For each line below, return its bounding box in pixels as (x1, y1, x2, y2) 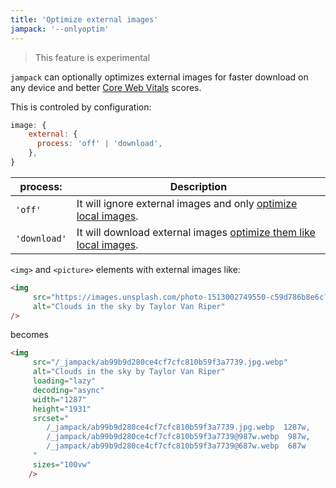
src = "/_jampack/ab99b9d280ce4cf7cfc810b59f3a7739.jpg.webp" (32, 357, 288, 368)
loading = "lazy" (32, 376, 97, 386)
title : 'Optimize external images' (10, 14, 159, 25)
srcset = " (32, 413, 70, 423)
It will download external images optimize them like (76, 225, 316, 239)
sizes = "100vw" (32, 459, 92, 470)
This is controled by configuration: (10, 101, 152, 113)
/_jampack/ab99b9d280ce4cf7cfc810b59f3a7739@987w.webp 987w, (46, 432, 311, 442)
